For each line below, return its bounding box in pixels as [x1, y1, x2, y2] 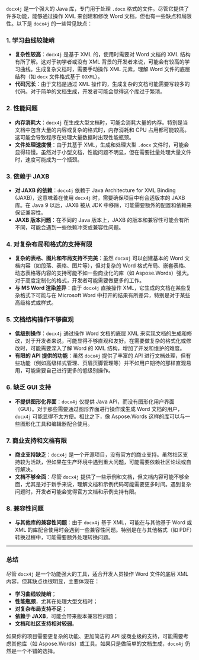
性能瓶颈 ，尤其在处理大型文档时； [14, 598, 98, 605]
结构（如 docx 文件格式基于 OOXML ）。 [14, 73, 104, 80]
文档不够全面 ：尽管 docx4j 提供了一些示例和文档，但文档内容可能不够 [14, 473, 185, 480]
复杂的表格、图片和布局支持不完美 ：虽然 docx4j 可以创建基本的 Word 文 [14, 254, 190, 262]
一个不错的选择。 [16, 647, 58, 654]
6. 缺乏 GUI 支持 [6, 383, 52, 391]
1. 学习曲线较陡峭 [6, 36, 55, 44]
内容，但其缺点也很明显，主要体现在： [6, 578, 99, 585]
